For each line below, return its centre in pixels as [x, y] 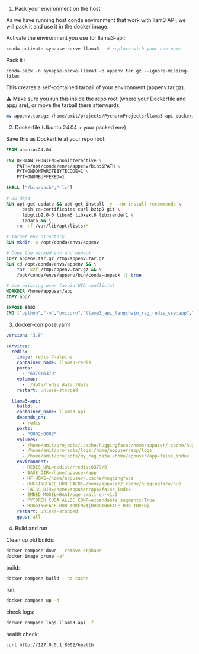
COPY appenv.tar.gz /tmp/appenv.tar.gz [55, 258]
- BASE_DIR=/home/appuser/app [59, 473]
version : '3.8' [25, 335]
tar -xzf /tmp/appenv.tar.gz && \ [59, 270]
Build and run [31, 528]
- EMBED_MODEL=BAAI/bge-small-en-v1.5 [70, 495]
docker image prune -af [36, 556]
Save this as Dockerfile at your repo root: [56, 138]
